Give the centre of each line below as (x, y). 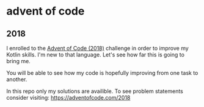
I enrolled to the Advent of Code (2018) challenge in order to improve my (98, 48)
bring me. (18, 61)
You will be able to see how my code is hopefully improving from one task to (102, 73)
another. (17, 79)
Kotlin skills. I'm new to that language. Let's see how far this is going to (96, 55)
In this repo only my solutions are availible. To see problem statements (95, 91)
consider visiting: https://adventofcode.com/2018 (68, 98)
